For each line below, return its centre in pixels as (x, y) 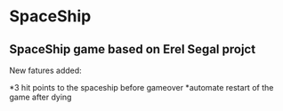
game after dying (40, 97)
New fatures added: (45, 70)
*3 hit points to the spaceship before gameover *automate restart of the (141, 87)
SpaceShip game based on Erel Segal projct (133, 49)
